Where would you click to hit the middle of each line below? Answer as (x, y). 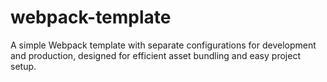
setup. (23, 66)
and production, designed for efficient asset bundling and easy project (155, 55)
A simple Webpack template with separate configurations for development (163, 45)
